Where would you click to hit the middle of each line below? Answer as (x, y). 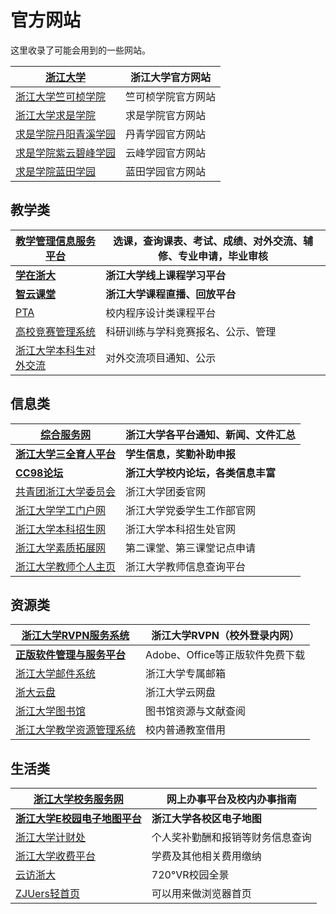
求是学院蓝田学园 (56, 171)
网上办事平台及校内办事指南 (231, 799)
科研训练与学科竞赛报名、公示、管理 (191, 331)
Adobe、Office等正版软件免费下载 (225, 655)
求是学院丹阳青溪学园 (66, 134)
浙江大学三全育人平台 (66, 454)
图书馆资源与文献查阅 (196, 711)
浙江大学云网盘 (181, 693)
